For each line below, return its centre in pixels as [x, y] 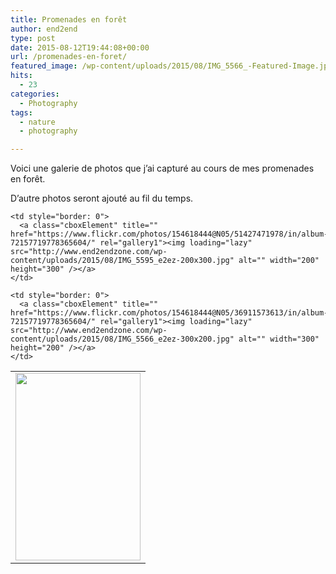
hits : [21, 76]
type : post [33, 38]
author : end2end [44, 29]
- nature [37, 122]
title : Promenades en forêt [69, 19]
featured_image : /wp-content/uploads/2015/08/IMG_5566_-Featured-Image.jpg [171, 66]
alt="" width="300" [279, 339]
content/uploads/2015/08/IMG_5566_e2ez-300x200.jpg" [122, 339]
